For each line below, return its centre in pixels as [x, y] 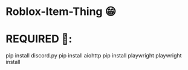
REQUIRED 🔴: [39, 39]
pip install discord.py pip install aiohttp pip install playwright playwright [94, 56]
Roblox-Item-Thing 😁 [61, 12]
